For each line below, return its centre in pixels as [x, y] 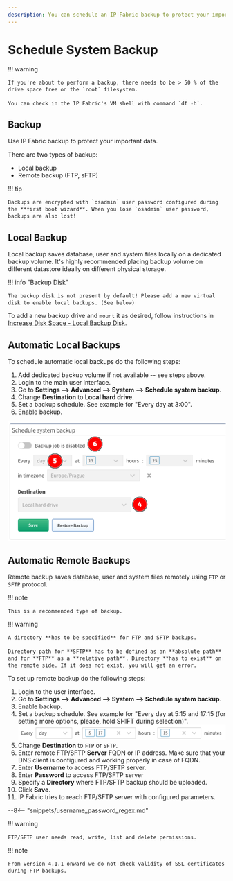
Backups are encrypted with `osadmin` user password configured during [113, 202]
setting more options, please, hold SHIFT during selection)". [103, 722]
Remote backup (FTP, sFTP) [58, 175]
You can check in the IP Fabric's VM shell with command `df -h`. [105, 103]
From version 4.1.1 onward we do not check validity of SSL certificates [116, 864]
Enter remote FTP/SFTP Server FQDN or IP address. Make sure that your [122, 753]
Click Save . [34, 790]
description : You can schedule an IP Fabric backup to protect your [109, 15]
